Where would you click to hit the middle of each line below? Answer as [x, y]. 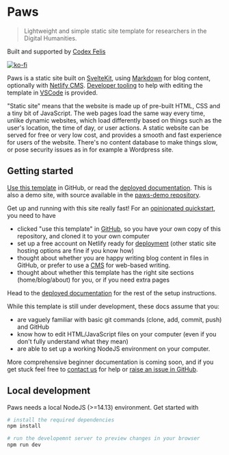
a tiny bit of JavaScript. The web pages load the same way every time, [106, 113]
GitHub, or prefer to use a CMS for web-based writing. [94, 265]
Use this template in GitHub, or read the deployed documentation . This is [110, 187]
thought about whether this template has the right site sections [105, 272]
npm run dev [24, 445]
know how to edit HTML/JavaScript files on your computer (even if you [117, 334]
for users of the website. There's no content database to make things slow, [112, 142]
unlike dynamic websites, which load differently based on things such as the [114, 120]
